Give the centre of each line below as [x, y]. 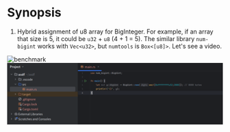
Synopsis [34, 13]
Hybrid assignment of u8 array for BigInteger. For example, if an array [115, 31]
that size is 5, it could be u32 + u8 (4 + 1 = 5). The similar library [106, 38]
